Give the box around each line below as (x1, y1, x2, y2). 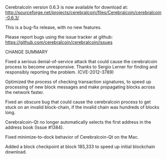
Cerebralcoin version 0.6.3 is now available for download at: (5, 4, 128, 10)
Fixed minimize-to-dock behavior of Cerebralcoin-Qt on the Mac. (5, 134, 139, 140)
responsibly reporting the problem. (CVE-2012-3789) (5, 69, 114, 75)
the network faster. (5, 89, 44, 95)
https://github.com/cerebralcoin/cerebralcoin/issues (5, 39, 113, 45)
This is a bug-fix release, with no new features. (5, 24, 102, 30)
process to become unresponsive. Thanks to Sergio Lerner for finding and (5, 64, 158, 70)
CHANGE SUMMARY (5, 49, 48, 55)
